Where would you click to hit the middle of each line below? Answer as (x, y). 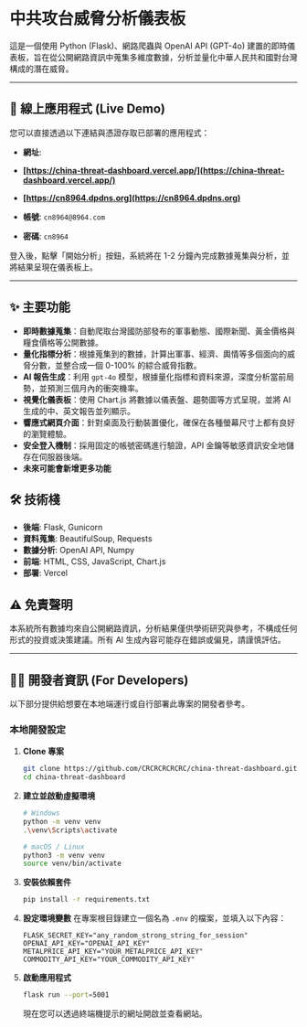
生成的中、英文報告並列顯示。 (79, 411)
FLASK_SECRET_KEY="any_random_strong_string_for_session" (135, 936)
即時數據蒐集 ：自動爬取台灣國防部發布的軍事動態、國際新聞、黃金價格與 (159, 331)
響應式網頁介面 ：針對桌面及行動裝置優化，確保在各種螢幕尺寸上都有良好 (159, 423)
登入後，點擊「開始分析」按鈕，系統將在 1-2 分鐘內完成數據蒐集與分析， (146, 255)
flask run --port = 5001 (66, 995)
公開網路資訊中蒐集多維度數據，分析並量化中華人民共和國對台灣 (177, 57)
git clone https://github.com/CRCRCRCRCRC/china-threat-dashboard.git (160, 769)
